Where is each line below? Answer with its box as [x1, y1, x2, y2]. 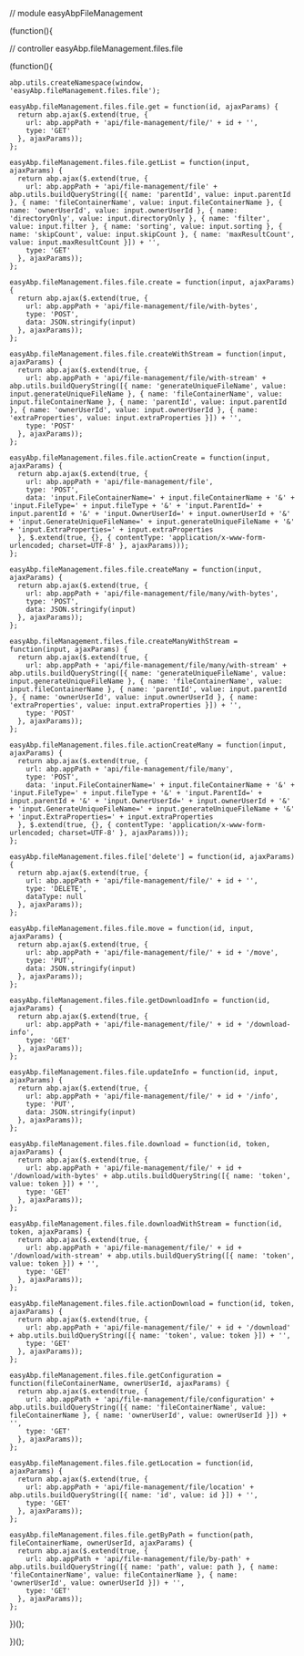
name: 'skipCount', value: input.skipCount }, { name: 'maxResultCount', [9, 230, 296, 239]
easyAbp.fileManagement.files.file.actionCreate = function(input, [9, 453, 271, 462]
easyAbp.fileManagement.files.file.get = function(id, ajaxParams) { [9, 102, 279, 111]
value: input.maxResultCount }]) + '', [9, 238, 161, 247]
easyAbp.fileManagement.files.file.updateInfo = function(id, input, [9, 1068, 279, 1077]
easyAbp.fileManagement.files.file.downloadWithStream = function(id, [9, 1219, 283, 1228]
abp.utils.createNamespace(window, [9, 78, 145, 88]
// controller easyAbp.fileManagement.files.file [9, 43, 184, 54]
